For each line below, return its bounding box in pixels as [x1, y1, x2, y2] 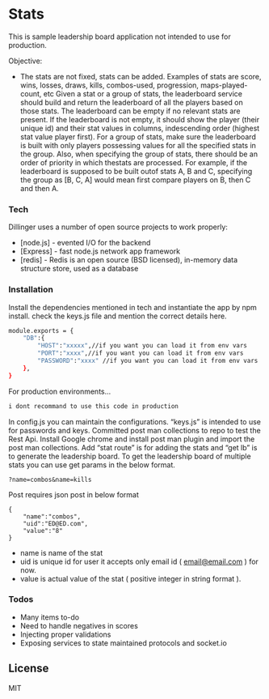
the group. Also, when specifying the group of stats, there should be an [19, 149, 258, 159]
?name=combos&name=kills [8, 475, 92, 484]
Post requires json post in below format [8, 489, 140, 499]
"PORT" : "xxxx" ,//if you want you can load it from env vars [37, 349, 244, 357]
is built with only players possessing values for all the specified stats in [19, 140, 257, 150]
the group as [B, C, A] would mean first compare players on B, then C [19, 175, 251, 185]
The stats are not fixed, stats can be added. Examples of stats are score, [19, 71, 262, 81]
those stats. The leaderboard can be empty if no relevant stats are [19, 106, 241, 116]
